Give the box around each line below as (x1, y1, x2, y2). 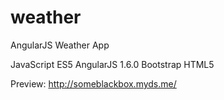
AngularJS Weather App (10, 39, 110, 51)
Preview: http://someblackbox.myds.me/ (10, 77, 177, 90)
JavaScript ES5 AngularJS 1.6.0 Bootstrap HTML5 (10, 58, 215, 70)
